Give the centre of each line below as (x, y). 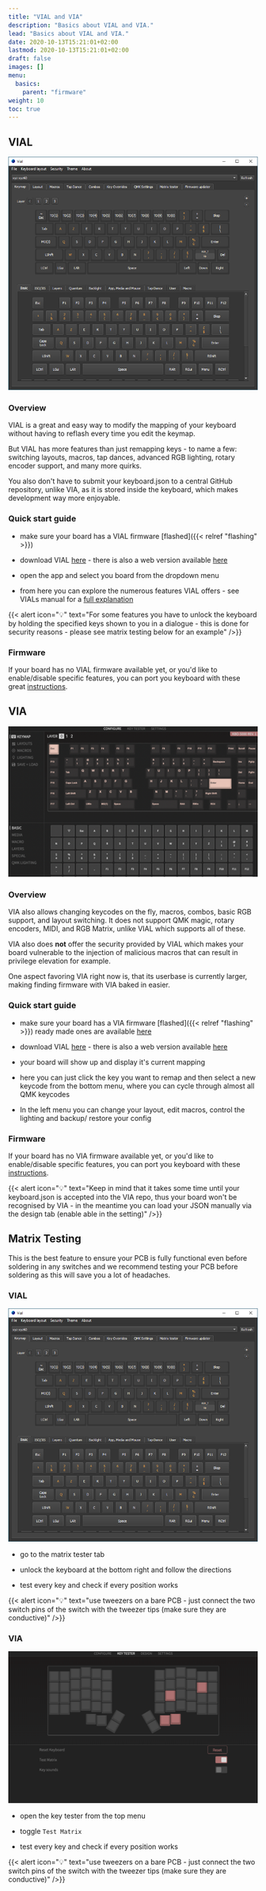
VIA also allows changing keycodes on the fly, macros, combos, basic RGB (130, 912)
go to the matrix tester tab (62, 1554)
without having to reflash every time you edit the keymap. (102, 433)
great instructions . (38, 687)
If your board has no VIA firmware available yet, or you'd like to (111, 1156)
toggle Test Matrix (51, 1831)
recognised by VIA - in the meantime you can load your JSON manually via (130, 1205)
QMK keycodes (44, 1094)
